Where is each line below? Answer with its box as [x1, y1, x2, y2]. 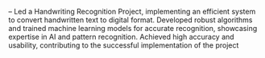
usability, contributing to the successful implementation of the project [8, 41, 239, 50]
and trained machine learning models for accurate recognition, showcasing [8, 24, 258, 33]
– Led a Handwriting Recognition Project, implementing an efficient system [8, 7, 256, 16]
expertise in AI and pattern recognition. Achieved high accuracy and [8, 32, 235, 41]
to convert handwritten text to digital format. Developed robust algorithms [8, 15, 253, 25]
